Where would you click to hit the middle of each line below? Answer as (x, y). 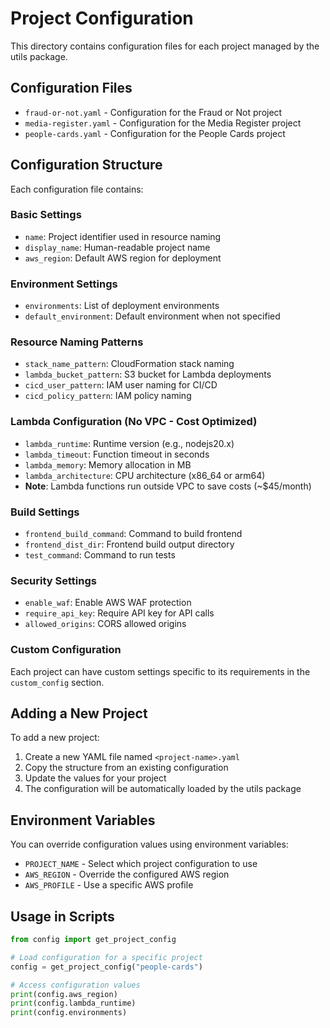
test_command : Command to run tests (100, 555)
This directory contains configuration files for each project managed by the (165, 46)
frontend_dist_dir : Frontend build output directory (129, 544)
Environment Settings (64, 284)
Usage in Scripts (62, 916)
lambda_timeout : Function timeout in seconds (117, 454)
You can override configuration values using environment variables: (149, 844)
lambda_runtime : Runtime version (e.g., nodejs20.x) (129, 443)
